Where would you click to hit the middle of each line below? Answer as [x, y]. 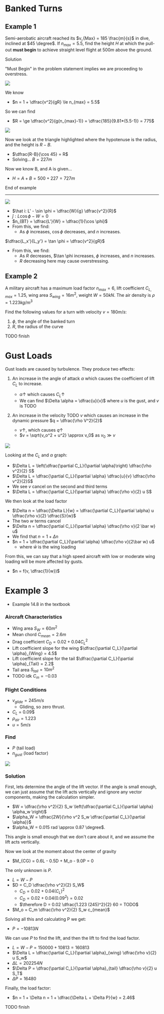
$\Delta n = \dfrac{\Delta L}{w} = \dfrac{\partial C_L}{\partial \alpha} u [83, 510]
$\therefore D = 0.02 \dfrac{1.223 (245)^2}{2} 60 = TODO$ [79, 904]
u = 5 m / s [21, 724]
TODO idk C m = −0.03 [34, 677]
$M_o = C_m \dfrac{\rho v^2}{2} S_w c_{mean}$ [61, 910]
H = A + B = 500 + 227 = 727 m [44, 178]
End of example [21, 187]
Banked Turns [34, 9]
